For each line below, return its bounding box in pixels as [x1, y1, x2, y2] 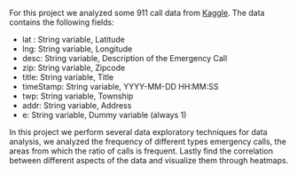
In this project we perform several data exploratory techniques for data [9, 127, 268, 137]
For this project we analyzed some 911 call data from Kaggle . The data [9, 8, 265, 18]
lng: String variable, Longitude [21, 43, 133, 54]
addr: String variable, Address [21, 100, 132, 110]
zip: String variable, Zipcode [21, 62, 126, 73]
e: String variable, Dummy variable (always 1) [21, 110, 187, 120]
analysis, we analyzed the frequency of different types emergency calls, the [9, 137, 286, 146]
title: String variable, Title [21, 72, 114, 83]
